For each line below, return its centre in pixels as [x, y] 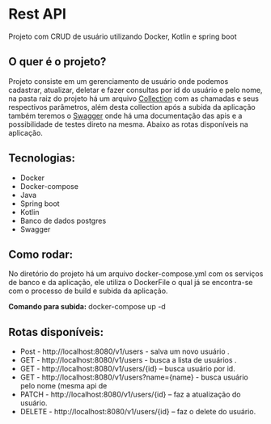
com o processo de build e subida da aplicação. [88, 291]
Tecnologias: [42, 158]
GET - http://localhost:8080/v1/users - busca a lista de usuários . [128, 360]
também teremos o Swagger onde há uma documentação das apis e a [125, 115]
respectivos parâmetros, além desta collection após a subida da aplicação [132, 107]
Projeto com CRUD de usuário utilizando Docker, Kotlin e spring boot [123, 36]
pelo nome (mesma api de [64, 386]
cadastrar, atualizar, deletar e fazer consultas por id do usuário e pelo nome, [135, 90]
